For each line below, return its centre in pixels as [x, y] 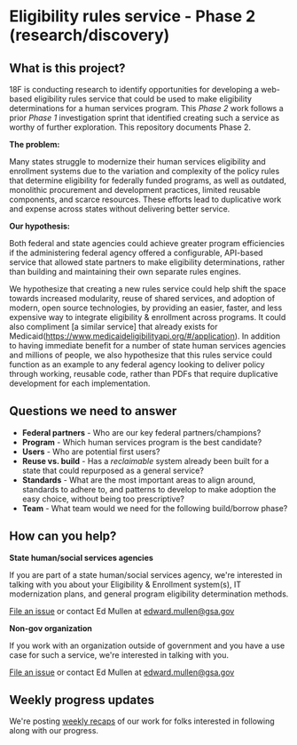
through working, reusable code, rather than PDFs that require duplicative [144, 374]
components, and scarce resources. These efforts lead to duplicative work [145, 199]
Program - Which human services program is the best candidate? [142, 442]
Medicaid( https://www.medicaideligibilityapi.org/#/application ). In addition [145, 336]
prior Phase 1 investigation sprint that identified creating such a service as [145, 118]
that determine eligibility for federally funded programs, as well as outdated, [148, 180]
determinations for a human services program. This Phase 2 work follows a [146, 108]
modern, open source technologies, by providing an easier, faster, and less [146, 308]
